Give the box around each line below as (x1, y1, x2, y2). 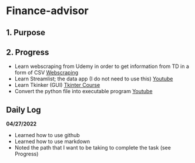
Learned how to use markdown (14, 138, 90, 145)
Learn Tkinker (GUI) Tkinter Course (14, 81, 100, 89)
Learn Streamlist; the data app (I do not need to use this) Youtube (14, 75, 173, 83)
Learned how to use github (14, 132, 80, 139)
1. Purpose (6, 28, 46, 38)
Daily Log (6, 104, 41, 115)
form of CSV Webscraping (14, 69, 79, 76)
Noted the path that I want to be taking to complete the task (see (14, 144, 172, 151)
